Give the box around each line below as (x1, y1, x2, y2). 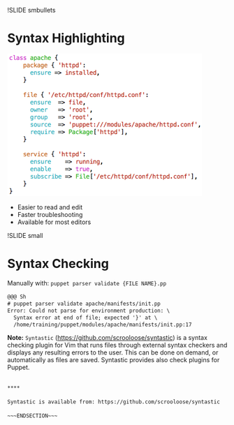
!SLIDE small (7, 231, 43, 239)
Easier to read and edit (17, 202, 83, 211)
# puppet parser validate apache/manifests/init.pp (7, 300, 161, 307)
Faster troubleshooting (17, 210, 83, 218)
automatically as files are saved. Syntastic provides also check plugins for (7, 355, 220, 364)
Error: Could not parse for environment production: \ (7, 307, 170, 314)
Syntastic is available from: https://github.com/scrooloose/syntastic (7, 398, 220, 405)
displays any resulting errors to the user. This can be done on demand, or (7, 348, 219, 357)
